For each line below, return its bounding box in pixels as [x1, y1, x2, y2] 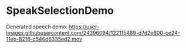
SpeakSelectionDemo [6, 4, 114, 17]
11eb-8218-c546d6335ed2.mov [6, 35, 82, 42]
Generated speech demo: [6, 23, 68, 30]
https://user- [69, 23, 100, 30]
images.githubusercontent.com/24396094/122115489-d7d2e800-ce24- [6, 29, 181, 36]
